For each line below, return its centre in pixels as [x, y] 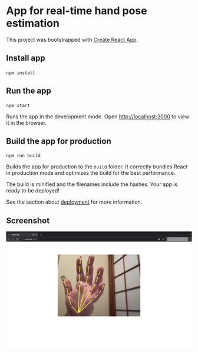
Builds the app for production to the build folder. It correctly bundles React [97, 167]
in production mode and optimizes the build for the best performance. [91, 173]
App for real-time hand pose [77, 11]
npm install [21, 73]
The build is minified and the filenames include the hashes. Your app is [92, 184]
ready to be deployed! [33, 191]
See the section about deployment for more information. [74, 202]
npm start [18, 105]
